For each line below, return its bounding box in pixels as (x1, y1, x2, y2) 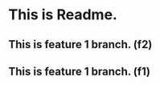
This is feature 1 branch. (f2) (8, 38, 153, 51)
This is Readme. (8, 6, 118, 24)
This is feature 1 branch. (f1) (8, 64, 151, 78)
